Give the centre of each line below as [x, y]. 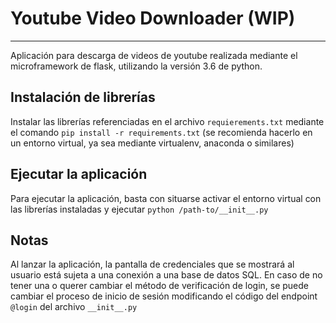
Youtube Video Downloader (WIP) [153, 18]
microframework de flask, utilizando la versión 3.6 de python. [136, 66]
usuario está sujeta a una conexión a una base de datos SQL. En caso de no [166, 275]
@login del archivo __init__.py [74, 307]
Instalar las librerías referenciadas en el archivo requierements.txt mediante [167, 121]
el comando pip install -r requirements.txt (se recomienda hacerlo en [161, 132]
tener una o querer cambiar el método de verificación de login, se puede [159, 286]
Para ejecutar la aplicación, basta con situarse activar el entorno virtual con [166, 198]
